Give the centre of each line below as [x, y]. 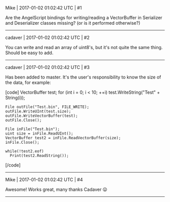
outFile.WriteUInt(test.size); [38, 111]
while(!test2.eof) [25, 151]
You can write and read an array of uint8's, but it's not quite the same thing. [84, 47]
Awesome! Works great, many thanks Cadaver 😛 [56, 189]
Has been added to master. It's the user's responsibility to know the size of [83, 77]
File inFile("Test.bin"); [32, 129]
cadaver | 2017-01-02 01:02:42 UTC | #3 [48, 67]
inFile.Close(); [22, 142]
